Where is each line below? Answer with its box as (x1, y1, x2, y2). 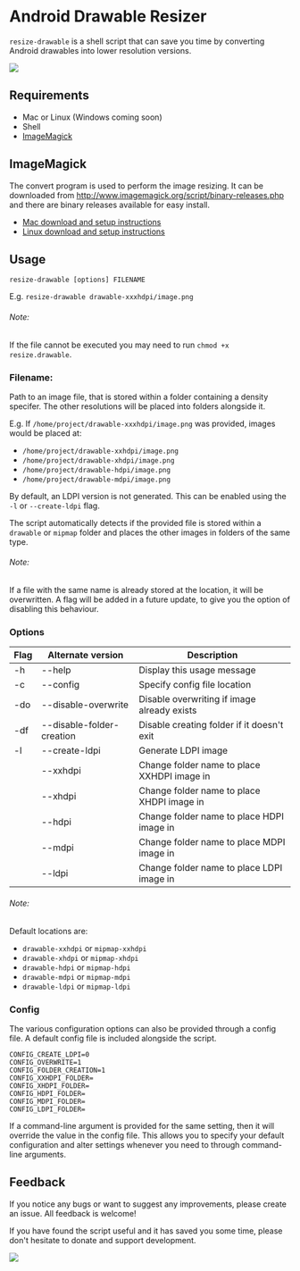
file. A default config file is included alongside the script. (9, 1033, 217, 1043)
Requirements (9, 88, 89, 104)
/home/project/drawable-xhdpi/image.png (21, 456, 175, 465)
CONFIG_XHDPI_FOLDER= (9, 1081, 90, 1091)
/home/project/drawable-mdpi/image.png (21, 475, 171, 484)
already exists (137, 704, 197, 716)
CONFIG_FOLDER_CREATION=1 (9, 1066, 105, 1074)
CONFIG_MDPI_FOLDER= (9, 1097, 87, 1106)
